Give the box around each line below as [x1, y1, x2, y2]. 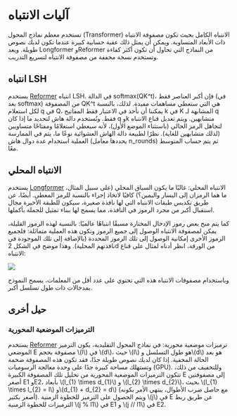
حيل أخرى [8, 303, 47, 316]
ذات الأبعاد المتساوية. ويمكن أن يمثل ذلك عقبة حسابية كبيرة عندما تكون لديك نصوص [8, 37, 226, 46]
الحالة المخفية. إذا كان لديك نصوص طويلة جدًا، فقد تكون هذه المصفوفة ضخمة [8, 356, 209, 364]
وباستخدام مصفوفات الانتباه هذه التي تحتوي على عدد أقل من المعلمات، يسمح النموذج [8, 275, 229, 284]
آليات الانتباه [8, 7, 69, 23]
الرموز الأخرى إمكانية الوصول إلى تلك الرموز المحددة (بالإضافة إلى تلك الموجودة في [8, 234, 226, 242]
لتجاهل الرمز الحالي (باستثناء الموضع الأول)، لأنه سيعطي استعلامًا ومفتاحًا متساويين [8, 122, 222, 130]
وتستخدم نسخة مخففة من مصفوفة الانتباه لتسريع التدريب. [8, 53, 159, 61]
